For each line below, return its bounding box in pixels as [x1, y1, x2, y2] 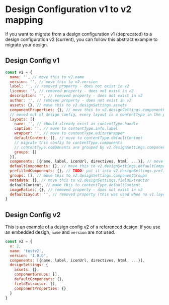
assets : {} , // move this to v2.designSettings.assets [10, 103, 127, 108]
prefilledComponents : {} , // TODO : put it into [10, 168, 112, 174]
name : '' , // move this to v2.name [10, 74, 84, 79]
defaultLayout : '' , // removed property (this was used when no [10, 192, 147, 197]
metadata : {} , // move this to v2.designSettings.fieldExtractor [10, 178, 150, 183]
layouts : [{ [10, 117, 35, 122]
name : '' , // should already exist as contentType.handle [14, 121, 138, 127]
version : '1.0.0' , [10, 253, 49, 258]
